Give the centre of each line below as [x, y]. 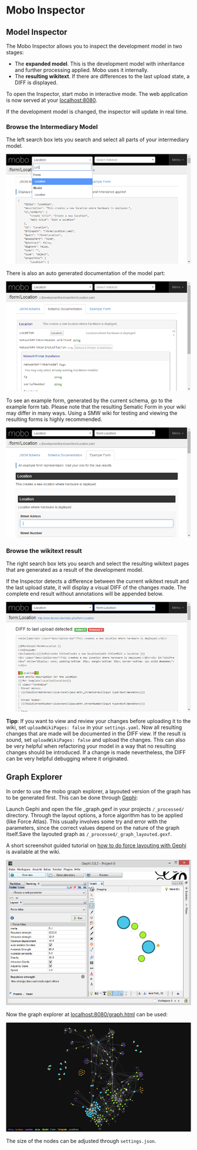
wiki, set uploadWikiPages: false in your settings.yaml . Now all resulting [94, 727]
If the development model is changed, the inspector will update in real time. [97, 112]
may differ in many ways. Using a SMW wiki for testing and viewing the [92, 413]
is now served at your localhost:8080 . [52, 100]
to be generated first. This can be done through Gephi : [72, 797]
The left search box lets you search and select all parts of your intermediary [98, 140]
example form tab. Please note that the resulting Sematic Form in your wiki [96, 407]
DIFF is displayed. [36, 82]
